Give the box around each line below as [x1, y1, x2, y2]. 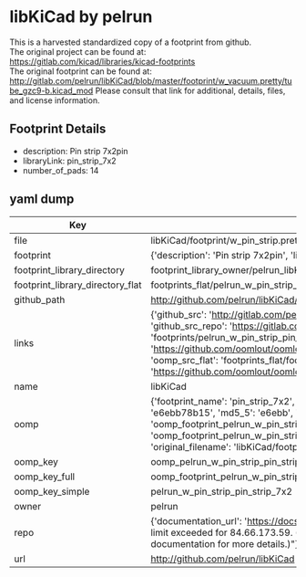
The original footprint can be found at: [9, 66, 152, 77]
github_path [14, 293, 66, 306]
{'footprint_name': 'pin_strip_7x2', [149, 394, 295, 407]
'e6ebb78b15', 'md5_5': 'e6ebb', [149, 406, 293, 419]
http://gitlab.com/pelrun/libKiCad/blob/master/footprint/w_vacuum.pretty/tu [9, 75, 293, 86]
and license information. [9, 94, 100, 106]
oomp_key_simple [14, 485, 90, 498]
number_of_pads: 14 [22, 164, 99, 175]
